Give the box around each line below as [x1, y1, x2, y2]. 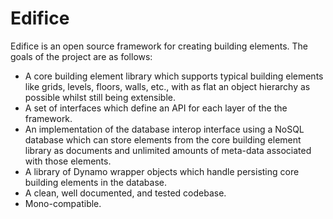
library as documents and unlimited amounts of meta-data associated [24, 144, 312, 156]
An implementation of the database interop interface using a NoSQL [24, 123, 305, 135]
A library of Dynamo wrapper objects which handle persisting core [24, 165, 300, 177]
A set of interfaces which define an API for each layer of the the [24, 102, 288, 114]
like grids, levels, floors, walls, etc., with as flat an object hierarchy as [24, 80, 311, 92]
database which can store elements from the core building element [24, 133, 302, 146]
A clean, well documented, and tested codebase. [24, 187, 227, 199]
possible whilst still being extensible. [24, 91, 176, 103]
